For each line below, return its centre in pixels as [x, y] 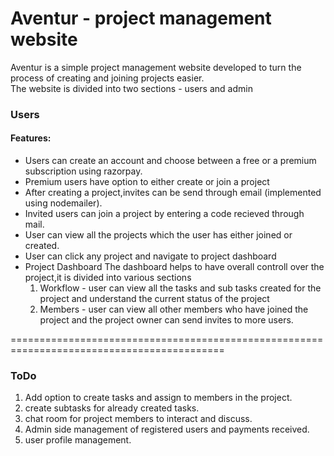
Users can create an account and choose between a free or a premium [170, 161]
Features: [31, 138]
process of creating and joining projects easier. [107, 78]
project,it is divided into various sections [108, 278]
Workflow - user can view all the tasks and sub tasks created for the [180, 288]
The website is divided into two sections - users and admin [131, 88]
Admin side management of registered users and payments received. [167, 429]
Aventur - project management [141, 18]
